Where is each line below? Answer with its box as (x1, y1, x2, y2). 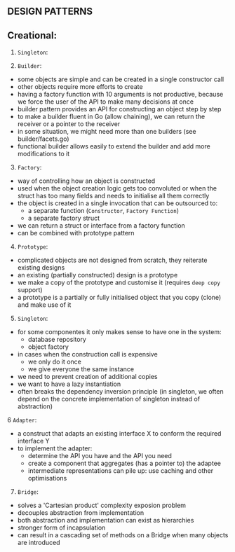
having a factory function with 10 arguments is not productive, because (17, 90, 224, 99)
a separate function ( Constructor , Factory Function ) (27, 207, 179, 215)
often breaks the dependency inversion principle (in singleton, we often (17, 387, 224, 396)
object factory (27, 343, 69, 351)
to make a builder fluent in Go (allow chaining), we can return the (17, 112, 206, 121)
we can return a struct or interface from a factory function (17, 221, 186, 230)
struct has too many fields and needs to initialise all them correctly (17, 192, 210, 200)
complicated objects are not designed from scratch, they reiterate (17, 256, 208, 265)
